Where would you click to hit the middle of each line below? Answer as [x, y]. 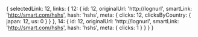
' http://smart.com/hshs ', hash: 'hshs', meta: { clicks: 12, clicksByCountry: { [99, 15]
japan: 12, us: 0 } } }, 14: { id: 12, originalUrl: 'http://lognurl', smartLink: [93, 21]
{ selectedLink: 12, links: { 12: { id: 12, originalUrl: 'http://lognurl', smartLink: [99, 9]
